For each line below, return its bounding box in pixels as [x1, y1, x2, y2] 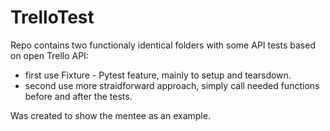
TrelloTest [10, 6, 95, 29]
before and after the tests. [24, 90, 133, 102]
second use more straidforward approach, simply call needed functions [24, 79, 320, 91]
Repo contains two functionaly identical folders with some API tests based [10, 39, 316, 51]
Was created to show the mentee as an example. [10, 109, 211, 121]
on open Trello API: [10, 49, 89, 61]
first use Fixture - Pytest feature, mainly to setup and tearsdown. [24, 69, 292, 81]
